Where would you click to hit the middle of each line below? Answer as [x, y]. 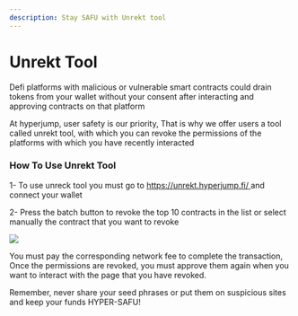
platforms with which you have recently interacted [102, 142]
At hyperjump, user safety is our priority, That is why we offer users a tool [145, 123]
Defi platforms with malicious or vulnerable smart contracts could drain [140, 87]
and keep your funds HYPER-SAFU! [75, 302]
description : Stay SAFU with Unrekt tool [88, 18]
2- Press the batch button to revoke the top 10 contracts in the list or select [148, 212]
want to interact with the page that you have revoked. [108, 275]
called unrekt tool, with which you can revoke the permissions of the [136, 133]
